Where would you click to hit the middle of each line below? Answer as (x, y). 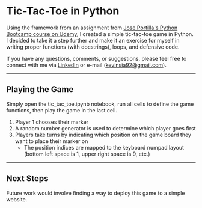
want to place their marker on (51, 141)
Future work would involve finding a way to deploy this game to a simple (96, 193)
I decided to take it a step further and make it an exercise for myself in (93, 40)
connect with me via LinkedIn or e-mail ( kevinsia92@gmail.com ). (86, 65)
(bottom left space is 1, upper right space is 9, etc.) (87, 154)
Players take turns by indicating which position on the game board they (103, 135)
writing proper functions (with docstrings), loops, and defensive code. (93, 47)
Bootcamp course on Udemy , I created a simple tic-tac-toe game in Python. (100, 34)
